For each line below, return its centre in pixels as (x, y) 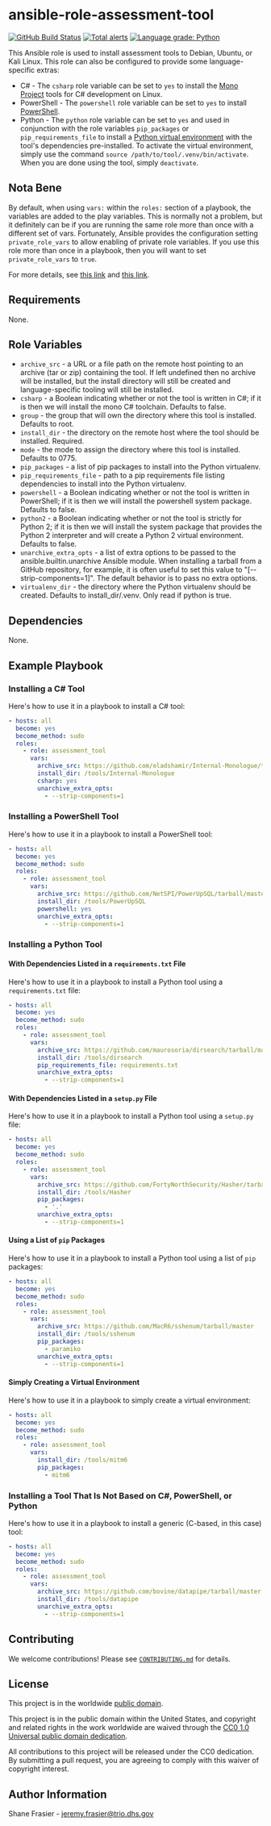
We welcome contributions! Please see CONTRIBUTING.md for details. (120, 1658)
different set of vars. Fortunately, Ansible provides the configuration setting (133, 233)
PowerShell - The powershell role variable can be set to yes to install (133, 102)
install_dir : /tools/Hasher (84, 1192)
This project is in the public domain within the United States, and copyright (132, 1719)
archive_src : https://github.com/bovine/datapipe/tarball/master (150, 1592)
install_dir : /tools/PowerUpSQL (92, 901)
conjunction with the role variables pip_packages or (104, 128)
